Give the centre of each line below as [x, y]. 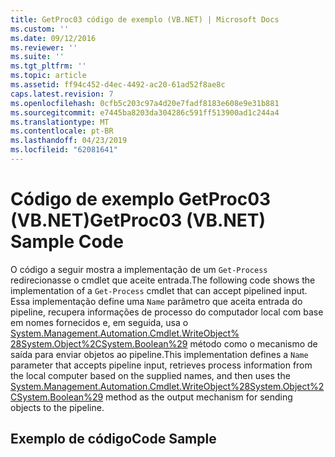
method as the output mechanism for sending [199, 397]
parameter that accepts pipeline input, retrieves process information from [161, 365]
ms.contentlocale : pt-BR [62, 131]
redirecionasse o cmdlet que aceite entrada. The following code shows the [163, 280]
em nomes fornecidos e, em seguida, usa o [99, 322]
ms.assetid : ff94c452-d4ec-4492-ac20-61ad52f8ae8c [118, 85]
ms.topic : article [48, 76]
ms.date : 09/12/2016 [53, 38]
